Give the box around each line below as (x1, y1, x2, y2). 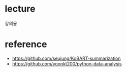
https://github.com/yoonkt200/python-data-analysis (12, 60, 122, 66)
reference (5, 39, 47, 50)
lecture (5, 3, 36, 15)
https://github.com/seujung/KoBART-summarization (12, 55, 121, 61)
